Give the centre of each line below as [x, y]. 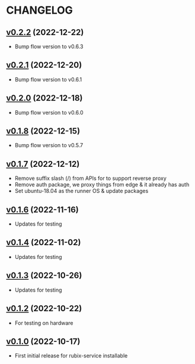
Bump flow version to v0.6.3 [49, 46]
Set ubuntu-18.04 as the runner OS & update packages [81, 191]
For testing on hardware [44, 323]
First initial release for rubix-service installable [71, 356]
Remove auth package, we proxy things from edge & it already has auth [102, 185]
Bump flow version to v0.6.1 [48, 79]
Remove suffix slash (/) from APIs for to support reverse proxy [91, 178]
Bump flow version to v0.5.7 [49, 145]
